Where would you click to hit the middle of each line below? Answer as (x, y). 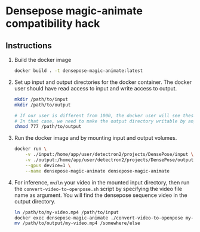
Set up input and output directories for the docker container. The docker (103, 82)
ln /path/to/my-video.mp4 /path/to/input (66, 212)
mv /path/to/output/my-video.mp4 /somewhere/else (77, 223)
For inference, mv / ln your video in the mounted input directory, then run (102, 182)
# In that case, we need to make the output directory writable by (100, 121)
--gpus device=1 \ (48, 165)
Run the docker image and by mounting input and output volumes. (96, 138)
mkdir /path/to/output (42, 105)
